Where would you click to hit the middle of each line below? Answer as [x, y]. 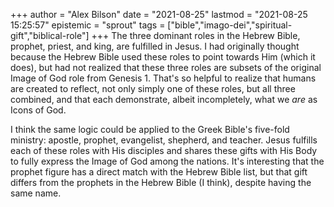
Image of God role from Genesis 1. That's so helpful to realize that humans [163, 78]
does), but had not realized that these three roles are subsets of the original [166, 67]
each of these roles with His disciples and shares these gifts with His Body [164, 150]
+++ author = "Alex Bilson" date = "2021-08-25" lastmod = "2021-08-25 [159, 14]
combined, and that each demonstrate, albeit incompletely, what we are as [164, 99]
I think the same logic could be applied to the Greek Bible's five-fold [150, 129]
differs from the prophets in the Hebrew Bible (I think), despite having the [161, 182]
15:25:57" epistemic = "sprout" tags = [88, 25]
